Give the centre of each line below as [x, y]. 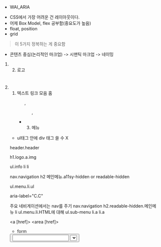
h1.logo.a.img [23, 157]
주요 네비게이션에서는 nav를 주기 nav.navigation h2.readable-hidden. [77, 206]
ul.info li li [19, 167]
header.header [24, 148]
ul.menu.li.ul [22, 186]
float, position [23, 29]
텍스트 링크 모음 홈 [35, 93]
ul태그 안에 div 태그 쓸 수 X [43, 138]
